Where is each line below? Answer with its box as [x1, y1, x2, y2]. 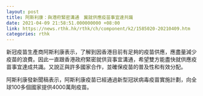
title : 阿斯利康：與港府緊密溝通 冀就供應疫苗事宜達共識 [6, 14, 134, 20]
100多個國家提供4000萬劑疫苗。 [11, 83, 92, 91]
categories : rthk [6, 31, 50, 37]
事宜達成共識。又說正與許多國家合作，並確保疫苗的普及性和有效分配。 [11, 64, 186, 71]
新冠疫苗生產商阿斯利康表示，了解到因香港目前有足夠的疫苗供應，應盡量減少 [6, 49, 197, 56]
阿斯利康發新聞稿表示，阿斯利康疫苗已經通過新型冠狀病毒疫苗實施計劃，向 [6, 76, 192, 83]
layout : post [6, 8, 39, 15]
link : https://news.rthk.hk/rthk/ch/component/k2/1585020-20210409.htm [6, 25, 190, 32]
